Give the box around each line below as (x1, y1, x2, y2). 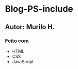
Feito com (5, 37, 29, 44)
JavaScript (12, 58, 34, 64)
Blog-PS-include (5, 3, 74, 15)
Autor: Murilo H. (5, 23, 55, 31)
